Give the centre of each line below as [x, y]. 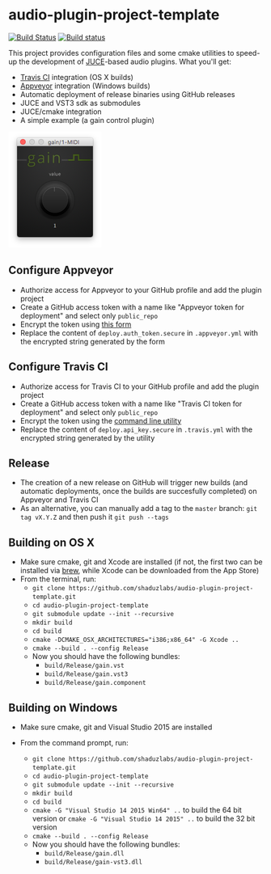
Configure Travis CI [58, 367]
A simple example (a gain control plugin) [87, 120]
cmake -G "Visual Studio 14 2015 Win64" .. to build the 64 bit [137, 810]
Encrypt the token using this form [76, 324]
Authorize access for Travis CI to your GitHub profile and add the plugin [140, 386]
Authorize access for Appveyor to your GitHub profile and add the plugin [141, 289]
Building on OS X [51, 542]
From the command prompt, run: [74, 743]
